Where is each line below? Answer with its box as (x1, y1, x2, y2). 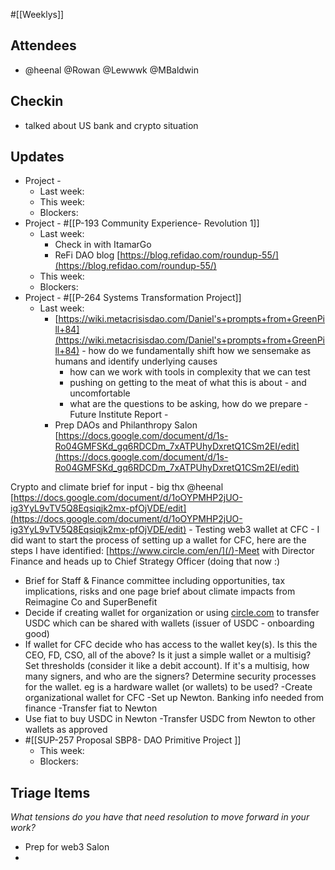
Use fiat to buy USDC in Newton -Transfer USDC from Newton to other (24, 713, 316, 725)
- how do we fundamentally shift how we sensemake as (81, 345, 312, 357)
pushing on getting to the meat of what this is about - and (69, 377, 307, 389)
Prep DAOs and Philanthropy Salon (54, 419, 198, 431)
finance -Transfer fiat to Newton (24, 702, 158, 714)
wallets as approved (24, 724, 108, 736)
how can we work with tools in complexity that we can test (69, 366, 311, 378)
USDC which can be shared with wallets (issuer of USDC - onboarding (24, 617, 315, 629)
